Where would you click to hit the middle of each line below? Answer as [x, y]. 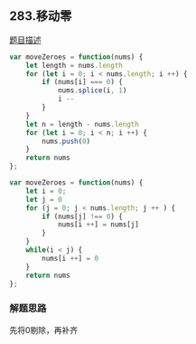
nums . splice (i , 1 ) [92, 91]
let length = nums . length [75, 65]
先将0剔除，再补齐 [44, 330]
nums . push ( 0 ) [66, 141]
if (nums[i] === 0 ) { [83, 82]
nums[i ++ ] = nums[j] [98, 225]
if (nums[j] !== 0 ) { [83, 216]
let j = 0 [44, 199]
